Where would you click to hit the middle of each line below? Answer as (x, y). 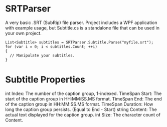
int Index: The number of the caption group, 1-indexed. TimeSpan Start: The (83, 93)
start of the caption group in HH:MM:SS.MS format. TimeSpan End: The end (83, 98)
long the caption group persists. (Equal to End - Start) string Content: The (81, 109)
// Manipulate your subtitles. (42, 55)
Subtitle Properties (45, 80)
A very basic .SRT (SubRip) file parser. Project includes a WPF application (81, 22)
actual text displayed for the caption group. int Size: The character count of (83, 114)
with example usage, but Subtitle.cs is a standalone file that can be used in (82, 27)
